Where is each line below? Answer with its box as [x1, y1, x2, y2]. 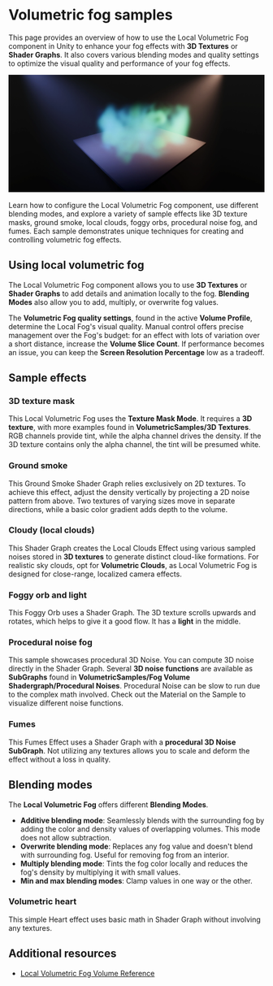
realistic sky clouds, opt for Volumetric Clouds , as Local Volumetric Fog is [8, 560, 258, 570]
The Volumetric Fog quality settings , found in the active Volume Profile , [8, 313, 253, 323]
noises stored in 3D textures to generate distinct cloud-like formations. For [8, 551, 259, 562]
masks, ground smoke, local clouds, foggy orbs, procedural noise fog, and [8, 217, 258, 227]
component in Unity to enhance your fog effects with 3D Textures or [8, 41, 238, 50]
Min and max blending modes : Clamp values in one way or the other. [19, 875, 253, 885]
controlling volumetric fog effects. [8, 234, 122, 245]
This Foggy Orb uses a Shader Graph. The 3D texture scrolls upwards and [8, 608, 257, 618]
